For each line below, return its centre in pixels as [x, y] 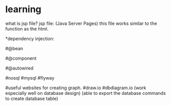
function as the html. [27, 28]
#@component [21, 58]
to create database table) [32, 98]
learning [23, 9]
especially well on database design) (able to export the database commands [86, 93]
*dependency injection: [30, 39]
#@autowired [19, 68]
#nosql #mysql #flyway [30, 78]
